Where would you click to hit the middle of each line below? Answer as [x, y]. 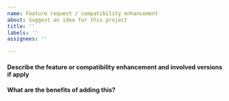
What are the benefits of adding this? [61, 90]
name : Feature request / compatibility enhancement [83, 13]
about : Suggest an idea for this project [67, 20]
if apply [18, 74]
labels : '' [23, 33]
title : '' [21, 26]
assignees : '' [28, 39]
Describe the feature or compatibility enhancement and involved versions [115, 67]
